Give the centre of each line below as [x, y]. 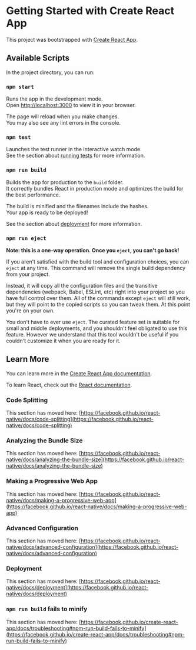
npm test [19, 137]
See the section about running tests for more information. [76, 156]
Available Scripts [38, 58]
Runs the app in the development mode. [54, 99]
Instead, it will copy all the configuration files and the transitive [82, 285]
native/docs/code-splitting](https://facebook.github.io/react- [80, 419]
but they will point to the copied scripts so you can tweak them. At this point [98, 304]
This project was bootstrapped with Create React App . [72, 39]
